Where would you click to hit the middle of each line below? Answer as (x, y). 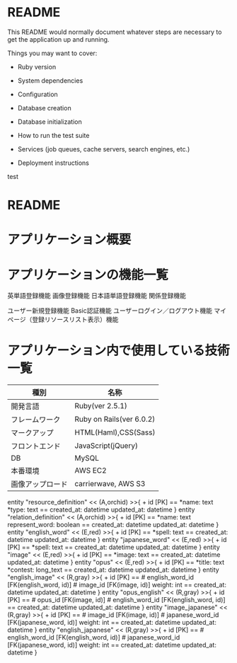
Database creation (45, 108)
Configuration (37, 94)
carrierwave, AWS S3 (110, 484)
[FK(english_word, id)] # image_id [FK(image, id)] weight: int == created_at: (117, 585)
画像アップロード (40, 484)
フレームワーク (36, 420)
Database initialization (50, 122)
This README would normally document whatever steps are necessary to (115, 32)
